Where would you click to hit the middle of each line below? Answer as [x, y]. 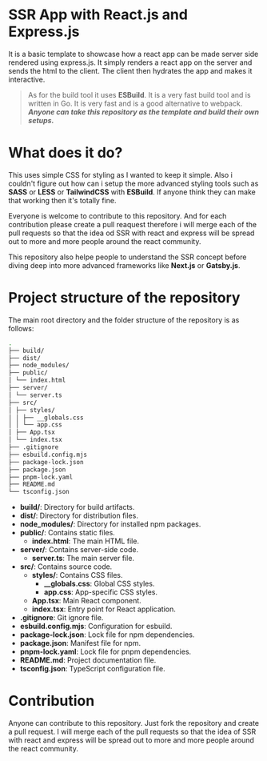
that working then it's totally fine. [62, 200]
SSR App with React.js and [98, 15]
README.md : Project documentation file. [88, 660]
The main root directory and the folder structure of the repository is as [124, 320]
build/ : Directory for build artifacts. [77, 507]
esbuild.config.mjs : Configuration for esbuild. [96, 627]
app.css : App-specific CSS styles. [101, 592]
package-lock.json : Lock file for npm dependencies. [107, 635]
